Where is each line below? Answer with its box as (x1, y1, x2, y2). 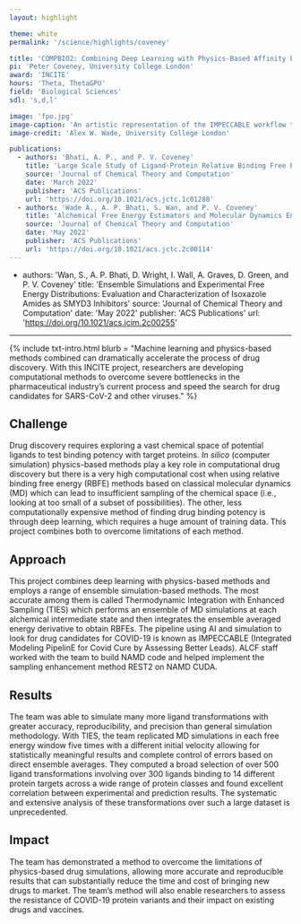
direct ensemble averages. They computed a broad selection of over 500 (9, 759, 279, 770)
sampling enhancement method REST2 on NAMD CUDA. (9, 661, 218, 673)
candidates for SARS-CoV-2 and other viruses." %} (9, 390, 198, 401)
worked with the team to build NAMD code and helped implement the (9, 652, 265, 663)
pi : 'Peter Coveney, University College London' (9, 62, 194, 72)
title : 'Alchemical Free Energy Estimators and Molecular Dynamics (25, 212, 282, 221)
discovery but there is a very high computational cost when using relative (9, 468, 280, 480)
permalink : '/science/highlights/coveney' (9, 38, 170, 47)
